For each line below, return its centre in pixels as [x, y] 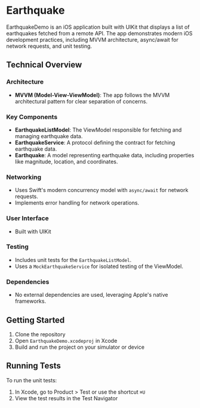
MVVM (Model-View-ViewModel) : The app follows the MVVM [92, 95]
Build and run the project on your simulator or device [80, 347]
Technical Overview [44, 65]
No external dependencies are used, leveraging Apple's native [91, 295]
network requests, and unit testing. [49, 46]
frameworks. [30, 301]
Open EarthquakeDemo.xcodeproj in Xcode [66, 340]
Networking [24, 177]
